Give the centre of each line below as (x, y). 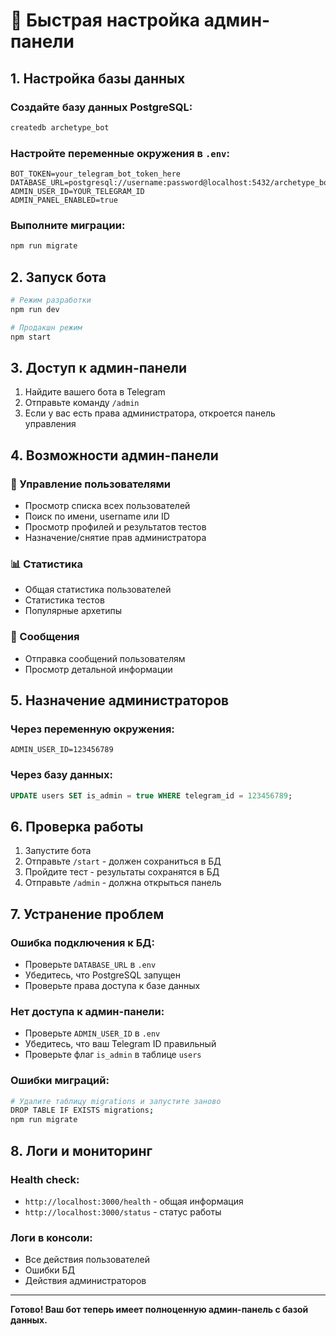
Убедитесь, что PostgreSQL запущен (102, 975)
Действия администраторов (85, 1281)
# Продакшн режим (46, 327)
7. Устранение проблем (87, 914)
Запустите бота (58, 851)
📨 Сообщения (45, 637)
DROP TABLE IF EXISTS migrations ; (82, 1110)
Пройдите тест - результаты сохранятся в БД (122, 872)
